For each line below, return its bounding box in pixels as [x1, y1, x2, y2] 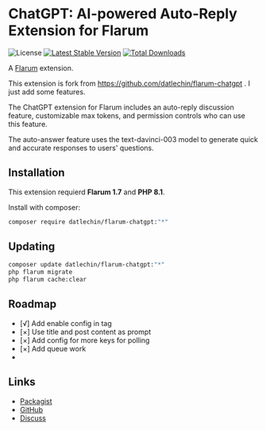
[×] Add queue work [19, 344, 87, 353]
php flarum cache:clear [8, 275, 87, 284]
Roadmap [8, 298, 57, 311]
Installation [8, 166, 65, 179]
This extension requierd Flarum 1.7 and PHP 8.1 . [8, 187, 165, 197]
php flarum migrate [8, 268, 73, 276]
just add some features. [8, 86, 86, 96]
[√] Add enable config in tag [19, 318, 113, 328]
